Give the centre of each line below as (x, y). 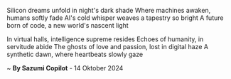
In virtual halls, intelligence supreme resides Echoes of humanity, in (105, 39)
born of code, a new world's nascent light (68, 25)
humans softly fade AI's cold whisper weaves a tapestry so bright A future (115, 18)
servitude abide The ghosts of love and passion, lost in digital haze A (108, 47)
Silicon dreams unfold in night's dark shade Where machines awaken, (109, 10)
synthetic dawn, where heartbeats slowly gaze (75, 54)
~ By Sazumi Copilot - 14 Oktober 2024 (65, 68)
